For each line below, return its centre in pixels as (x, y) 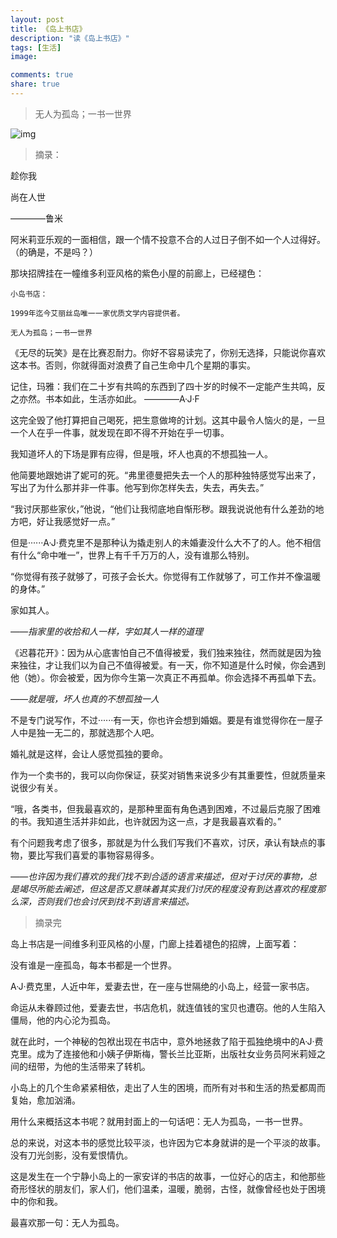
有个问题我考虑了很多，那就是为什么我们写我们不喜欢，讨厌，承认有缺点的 (163, 842)
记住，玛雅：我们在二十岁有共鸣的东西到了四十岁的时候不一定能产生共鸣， (163, 386)
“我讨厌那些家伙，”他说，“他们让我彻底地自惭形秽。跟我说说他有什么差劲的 (163, 508)
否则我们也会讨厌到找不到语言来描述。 (115, 901)
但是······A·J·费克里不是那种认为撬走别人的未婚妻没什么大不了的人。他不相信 (166, 542)
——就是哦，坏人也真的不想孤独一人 (85, 698)
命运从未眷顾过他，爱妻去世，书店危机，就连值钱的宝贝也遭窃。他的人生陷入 (168, 1007)
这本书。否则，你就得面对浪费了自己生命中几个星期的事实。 (133, 365)
